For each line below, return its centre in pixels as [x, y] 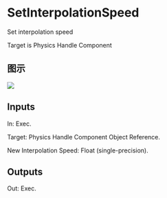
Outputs [25, 171]
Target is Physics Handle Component [59, 45]
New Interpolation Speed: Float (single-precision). [78, 150]
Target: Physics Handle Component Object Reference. [83, 137]
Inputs [21, 107]
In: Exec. [19, 123]
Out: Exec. [22, 188]
